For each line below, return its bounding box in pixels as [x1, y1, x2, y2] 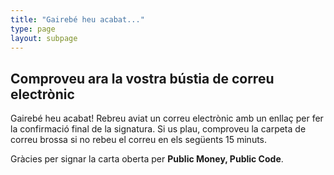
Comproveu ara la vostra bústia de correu [10, 70, 275, 87]
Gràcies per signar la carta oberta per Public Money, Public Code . [10, 153, 284, 165]
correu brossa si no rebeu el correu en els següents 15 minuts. [10, 134, 268, 146]
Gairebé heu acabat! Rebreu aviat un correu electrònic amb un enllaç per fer [10, 112, 324, 125]
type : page [10, 24, 56, 34]
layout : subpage [10, 33, 78, 43]
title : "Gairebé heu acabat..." [10, 14, 145, 25]
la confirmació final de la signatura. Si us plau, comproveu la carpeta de [10, 123, 307, 135]
